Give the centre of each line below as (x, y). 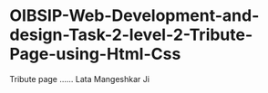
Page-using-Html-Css (95, 54)
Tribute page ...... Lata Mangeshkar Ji (80, 79)
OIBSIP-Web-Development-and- (134, 16)
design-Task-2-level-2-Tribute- (131, 35)
